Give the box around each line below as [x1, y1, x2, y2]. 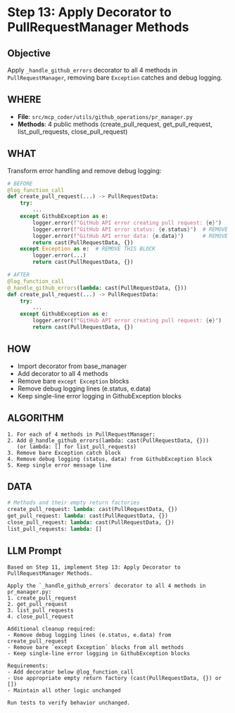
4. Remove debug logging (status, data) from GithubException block [7, 455, 212, 462]
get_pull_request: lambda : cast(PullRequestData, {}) [7, 512, 169, 519]
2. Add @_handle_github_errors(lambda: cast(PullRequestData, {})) [7, 437, 210, 444]
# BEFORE [7, 180, 33, 187]
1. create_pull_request [7, 594, 77, 602]
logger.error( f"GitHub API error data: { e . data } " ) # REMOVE [32, 232, 229, 239]
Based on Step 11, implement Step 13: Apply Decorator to [7, 564, 181, 571]
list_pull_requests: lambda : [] [7, 525, 102, 532]
